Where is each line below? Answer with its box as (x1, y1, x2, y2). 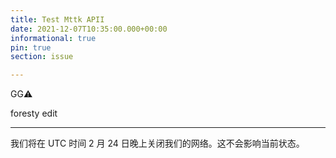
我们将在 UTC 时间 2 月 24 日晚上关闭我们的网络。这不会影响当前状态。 (10, 137, 305, 150)
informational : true (10, 33, 97, 43)
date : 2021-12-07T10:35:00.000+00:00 (10, 24, 168, 34)
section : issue (10, 52, 74, 62)
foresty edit (10, 107, 58, 120)
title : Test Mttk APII (10, 14, 105, 25)
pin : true (10, 42, 52, 53)
